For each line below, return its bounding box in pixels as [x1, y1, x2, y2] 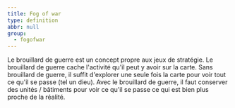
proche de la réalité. [7, 93, 66, 102]
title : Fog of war [7, 10, 61, 18]
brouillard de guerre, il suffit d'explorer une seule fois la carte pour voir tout [7, 71, 226, 79]
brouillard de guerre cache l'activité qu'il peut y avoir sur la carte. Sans [7, 63, 213, 72]
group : [7, 29, 27, 37]
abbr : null [7, 23, 40, 30]
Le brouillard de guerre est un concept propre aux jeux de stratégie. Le [7, 55, 214, 64]
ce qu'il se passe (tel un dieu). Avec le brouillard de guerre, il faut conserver [7, 78, 228, 86]
